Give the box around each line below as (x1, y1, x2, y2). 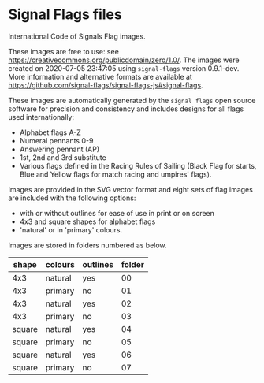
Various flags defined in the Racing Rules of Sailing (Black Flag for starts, (19, 161, 257, 170)
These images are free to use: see (8, 46, 120, 56)
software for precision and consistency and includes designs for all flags (8, 104, 244, 113)
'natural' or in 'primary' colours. (19, 225, 123, 234)
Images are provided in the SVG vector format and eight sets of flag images (8, 184, 254, 194)
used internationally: (8, 112, 75, 121)
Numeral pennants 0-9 (19, 136, 94, 145)
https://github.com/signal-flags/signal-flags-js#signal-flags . (8, 80, 203, 90)
